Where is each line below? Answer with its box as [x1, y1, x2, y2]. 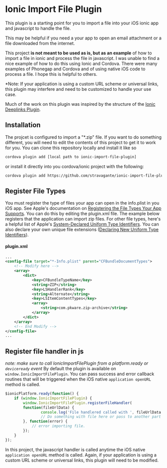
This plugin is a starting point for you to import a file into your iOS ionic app [5, 20, 159, 26]
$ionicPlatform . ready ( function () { [5, 391, 79, 396]
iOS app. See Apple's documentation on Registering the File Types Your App [5, 206, 162, 212]
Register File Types [5, 187, 66, 195]
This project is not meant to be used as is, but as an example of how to [5, 50, 152, 56]
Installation [5, 121, 41, 129]
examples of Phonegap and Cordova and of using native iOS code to [5, 66, 146, 72]
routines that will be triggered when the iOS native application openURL [5, 376, 152, 382]
